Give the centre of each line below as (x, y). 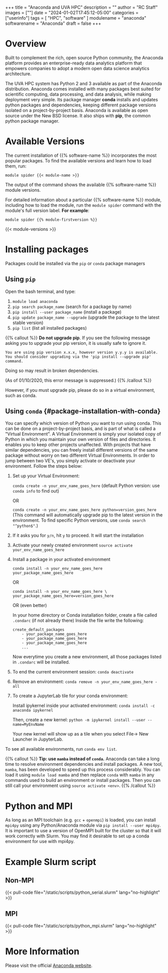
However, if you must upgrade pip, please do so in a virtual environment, (80, 390)
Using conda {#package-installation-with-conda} (83, 411)
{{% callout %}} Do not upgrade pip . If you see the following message (78, 338)
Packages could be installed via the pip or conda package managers (75, 263)
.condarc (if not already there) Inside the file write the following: (78, 621)
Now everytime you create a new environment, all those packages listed (87, 657)
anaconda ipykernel (33, 710)
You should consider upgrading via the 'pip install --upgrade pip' (78, 357)
